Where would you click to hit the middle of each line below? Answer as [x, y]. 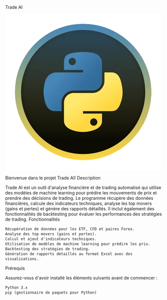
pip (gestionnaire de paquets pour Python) [51, 293]
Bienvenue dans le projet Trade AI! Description [53, 178]
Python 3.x [16, 288]
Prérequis [15, 268]
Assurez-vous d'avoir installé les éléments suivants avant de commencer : [82, 278]
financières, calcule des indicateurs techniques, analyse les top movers [79, 203]
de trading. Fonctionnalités [33, 219]
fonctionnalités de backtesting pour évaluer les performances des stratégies [83, 214]
